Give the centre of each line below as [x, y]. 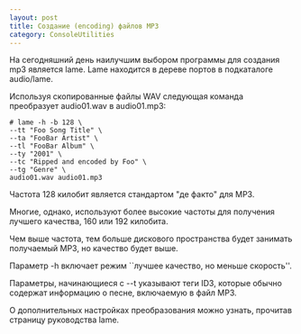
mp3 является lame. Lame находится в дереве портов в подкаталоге [141, 69]
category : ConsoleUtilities [62, 34]
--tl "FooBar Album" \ [52, 146]
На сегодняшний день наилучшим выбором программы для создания [145, 60]
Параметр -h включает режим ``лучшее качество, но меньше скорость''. [151, 266]
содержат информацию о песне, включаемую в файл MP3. [123, 293]
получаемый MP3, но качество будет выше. [94, 248]
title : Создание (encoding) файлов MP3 [84, 26]
